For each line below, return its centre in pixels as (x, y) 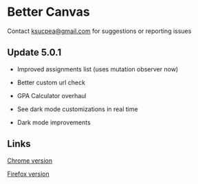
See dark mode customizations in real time (78, 109)
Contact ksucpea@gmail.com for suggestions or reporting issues (99, 31)
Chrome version (30, 160)
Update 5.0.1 (34, 53)
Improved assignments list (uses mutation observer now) (98, 69)
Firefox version (28, 174)
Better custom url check (51, 82)
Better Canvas (49, 12)
